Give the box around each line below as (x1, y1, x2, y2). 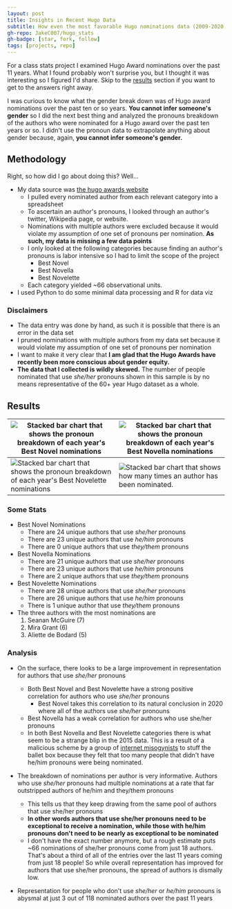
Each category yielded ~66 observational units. (27, 281, 162, 289)
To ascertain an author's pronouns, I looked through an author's (27, 207, 209, 215)
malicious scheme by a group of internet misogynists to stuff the (27, 743, 211, 751)
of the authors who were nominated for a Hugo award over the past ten (7, 119, 210, 127)
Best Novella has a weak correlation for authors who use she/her (27, 714, 212, 722)
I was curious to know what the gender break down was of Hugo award (7, 97, 211, 104)
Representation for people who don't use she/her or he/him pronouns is (17, 886, 222, 894)
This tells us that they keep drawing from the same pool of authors (27, 800, 217, 808)
